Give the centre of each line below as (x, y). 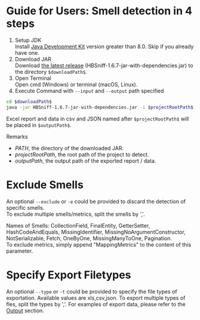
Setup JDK (28, 40)
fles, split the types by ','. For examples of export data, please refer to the (96, 304)
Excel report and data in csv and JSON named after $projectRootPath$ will (98, 119)
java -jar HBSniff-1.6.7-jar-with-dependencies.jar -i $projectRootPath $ (100, 107)
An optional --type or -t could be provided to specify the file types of (92, 291)
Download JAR (33, 59)
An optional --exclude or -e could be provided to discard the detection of (96, 201)
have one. (27, 52)
